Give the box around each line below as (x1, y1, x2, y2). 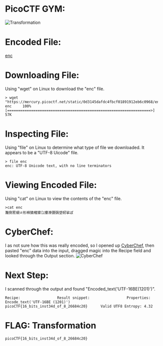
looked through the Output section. (5, 253, 75, 258)
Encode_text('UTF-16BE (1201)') (5, 299, 70, 305)
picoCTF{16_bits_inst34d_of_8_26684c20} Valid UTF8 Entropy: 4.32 (5, 304, 153, 309)
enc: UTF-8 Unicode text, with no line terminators (5, 163, 112, 168)
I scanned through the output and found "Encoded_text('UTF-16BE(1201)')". (5, 286, 156, 291)
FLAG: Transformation (5, 320, 97, 331)
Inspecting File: (5, 128, 69, 139)
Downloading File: (5, 70, 80, 81)
